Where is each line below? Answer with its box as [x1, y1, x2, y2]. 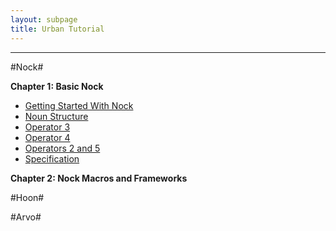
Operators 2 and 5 [24, 142, 101, 154]
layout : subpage [10, 14, 78, 25]
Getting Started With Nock [24, 99, 134, 111]
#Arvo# [10, 211, 42, 223]
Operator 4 [24, 131, 71, 143]
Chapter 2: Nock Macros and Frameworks [10, 172, 188, 184]
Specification [24, 152, 80, 165]
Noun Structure [24, 110, 89, 122]
